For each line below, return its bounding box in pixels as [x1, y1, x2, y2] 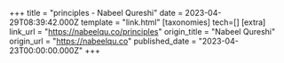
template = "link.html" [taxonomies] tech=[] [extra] [81, 17, 266, 28]
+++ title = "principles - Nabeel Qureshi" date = [9, 8, 184, 18]
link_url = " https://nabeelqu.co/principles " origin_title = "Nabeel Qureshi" [9, 27, 276, 36]
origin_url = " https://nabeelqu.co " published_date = [9, 35, 197, 46]
